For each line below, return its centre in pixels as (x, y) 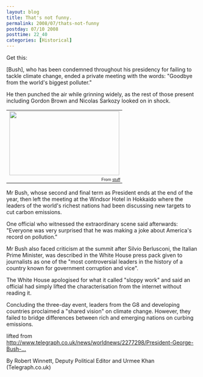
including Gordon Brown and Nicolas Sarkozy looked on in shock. (88, 101)
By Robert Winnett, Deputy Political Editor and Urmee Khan (80, 361)
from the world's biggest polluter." (49, 82)
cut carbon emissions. (34, 212)
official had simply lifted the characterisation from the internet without (94, 287)
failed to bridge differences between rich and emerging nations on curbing (100, 318)
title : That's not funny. (39, 18)
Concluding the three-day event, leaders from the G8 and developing (93, 305)
